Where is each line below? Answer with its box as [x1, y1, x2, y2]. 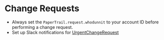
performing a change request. [11, 24, 73, 30]
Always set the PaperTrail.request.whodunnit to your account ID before [11, 19, 159, 25]
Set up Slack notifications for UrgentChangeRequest [11, 29, 119, 35]
